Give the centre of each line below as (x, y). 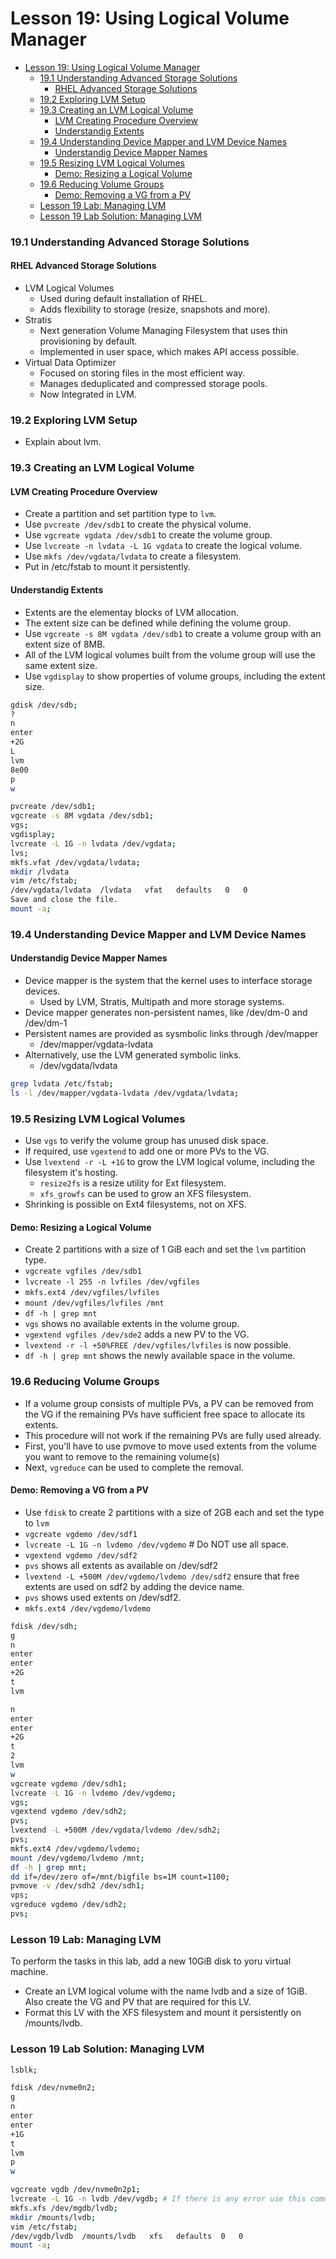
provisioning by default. (88, 341)
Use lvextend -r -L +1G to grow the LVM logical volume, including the (169, 1162)
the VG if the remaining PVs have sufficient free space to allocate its (165, 1414)
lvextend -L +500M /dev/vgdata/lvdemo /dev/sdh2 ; (116, 1830)
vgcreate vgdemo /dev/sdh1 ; (69, 1783)
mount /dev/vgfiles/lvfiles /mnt (94, 1303)
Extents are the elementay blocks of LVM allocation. (132, 612)
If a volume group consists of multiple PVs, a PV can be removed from (169, 1403)
